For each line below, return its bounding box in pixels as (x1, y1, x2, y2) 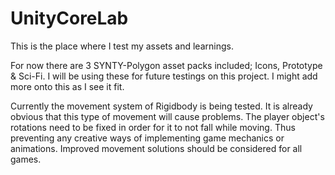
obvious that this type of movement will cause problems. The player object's (10, 110, 325, 122)
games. (10, 153, 42, 165)
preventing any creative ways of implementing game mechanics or (10, 132, 285, 144)
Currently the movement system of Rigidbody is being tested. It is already (10, 100, 313, 112)
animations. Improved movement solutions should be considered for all (10, 142, 303, 154)
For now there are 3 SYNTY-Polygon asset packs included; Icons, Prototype (10, 59, 323, 71)
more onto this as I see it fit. (10, 80, 125, 92)
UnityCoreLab (10, 7, 129, 30)
